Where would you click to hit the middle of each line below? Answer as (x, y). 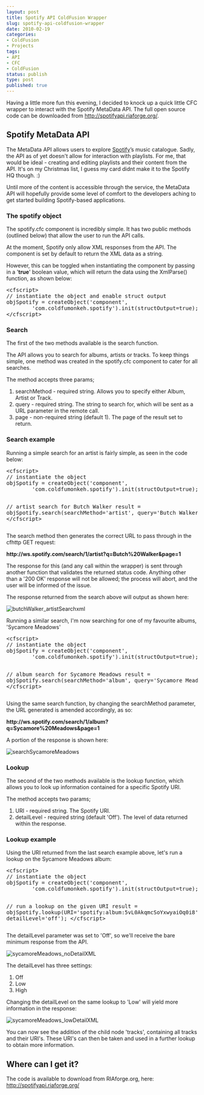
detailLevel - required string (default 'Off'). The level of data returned (101, 817)
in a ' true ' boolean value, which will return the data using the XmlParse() (97, 272)
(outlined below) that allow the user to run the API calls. (76, 235)
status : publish (27, 74)
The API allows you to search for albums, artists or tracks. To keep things (98, 355)
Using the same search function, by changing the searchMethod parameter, (101, 703)
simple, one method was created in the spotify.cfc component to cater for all (102, 361)
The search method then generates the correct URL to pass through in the (99, 535)
